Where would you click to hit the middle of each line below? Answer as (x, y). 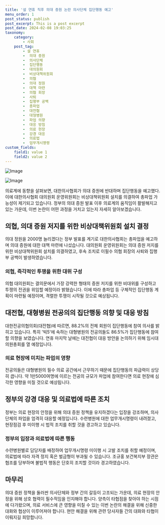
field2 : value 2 (31, 157)
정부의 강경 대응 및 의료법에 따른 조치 (57, 399)
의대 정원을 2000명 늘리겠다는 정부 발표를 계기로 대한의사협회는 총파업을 (75, 239)
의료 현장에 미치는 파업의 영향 (38, 358)
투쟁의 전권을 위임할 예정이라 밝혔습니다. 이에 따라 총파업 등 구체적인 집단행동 (79, 289)
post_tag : (24, 46)
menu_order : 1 (20, 14)
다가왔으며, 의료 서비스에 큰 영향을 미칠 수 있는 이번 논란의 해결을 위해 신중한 (84, 505)
